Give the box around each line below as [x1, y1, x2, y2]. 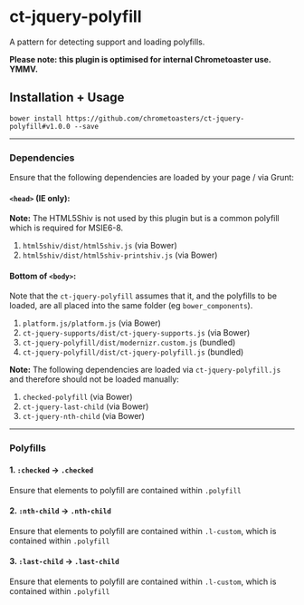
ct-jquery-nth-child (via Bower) [22, 411, 145, 422]
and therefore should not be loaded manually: [9, 374, 179, 385]
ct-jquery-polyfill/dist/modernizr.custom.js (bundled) [22, 337, 236, 348]
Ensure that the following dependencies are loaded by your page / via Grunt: [9, 172, 294, 183]
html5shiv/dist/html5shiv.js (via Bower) [22, 240, 178, 251]
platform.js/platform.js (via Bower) [22, 317, 161, 328]
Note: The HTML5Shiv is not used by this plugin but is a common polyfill [9, 213, 280, 224]
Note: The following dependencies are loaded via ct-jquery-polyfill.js [9, 365, 281, 376]
